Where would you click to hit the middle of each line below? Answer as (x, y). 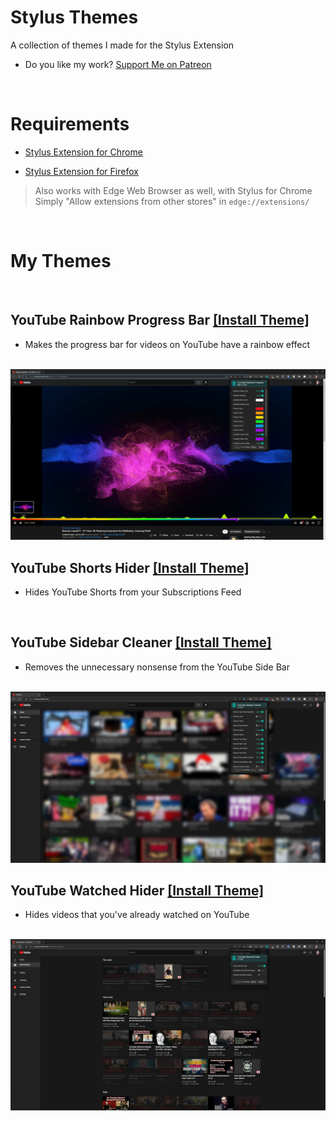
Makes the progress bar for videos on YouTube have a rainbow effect (167, 344)
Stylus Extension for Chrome (83, 152)
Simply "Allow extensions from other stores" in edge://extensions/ (172, 201)
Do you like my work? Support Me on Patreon (118, 64)
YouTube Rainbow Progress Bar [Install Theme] (160, 320)
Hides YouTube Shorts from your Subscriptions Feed (133, 592)
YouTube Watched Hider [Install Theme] (137, 890)
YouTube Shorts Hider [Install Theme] (130, 567)
